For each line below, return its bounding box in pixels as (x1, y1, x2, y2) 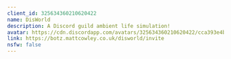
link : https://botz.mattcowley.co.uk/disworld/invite (7, 35, 165, 42)
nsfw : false (7, 41, 41, 48)
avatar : (7, 28, 30, 36)
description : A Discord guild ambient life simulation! (7, 22, 170, 29)
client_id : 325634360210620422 (7, 9, 97, 17)
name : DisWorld (7, 16, 51, 23)
